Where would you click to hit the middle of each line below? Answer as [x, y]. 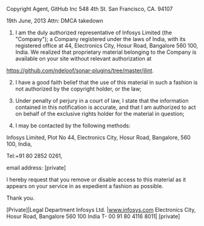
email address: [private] [36, 168]
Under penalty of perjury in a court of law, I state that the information [102, 101]
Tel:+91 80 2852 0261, [35, 156]
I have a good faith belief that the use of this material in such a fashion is [106, 82]
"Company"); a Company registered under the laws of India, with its [100, 39]
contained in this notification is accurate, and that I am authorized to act [106, 107]
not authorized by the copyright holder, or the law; [78, 89]
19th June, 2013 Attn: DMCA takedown [55, 21]
